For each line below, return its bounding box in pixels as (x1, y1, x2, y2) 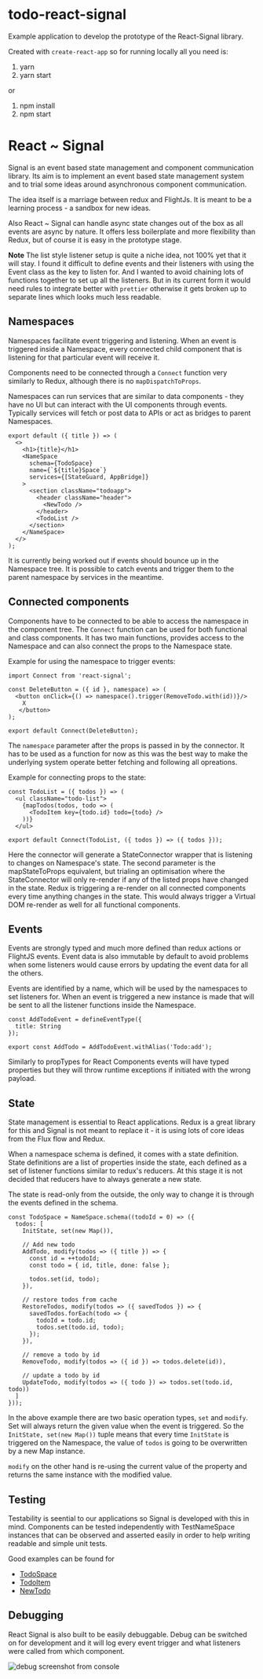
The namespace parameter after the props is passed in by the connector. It (8, 740, 245, 750)
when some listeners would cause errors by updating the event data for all (8, 960, 249, 969)
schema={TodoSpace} (28, 459, 93, 467)
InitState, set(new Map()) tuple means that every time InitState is (8, 1430, 229, 1439)
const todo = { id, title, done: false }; (28, 1261, 170, 1270)
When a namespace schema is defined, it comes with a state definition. (8, 1149, 239, 1159)
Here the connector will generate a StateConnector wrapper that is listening (8, 850, 253, 859)
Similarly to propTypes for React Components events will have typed (8, 1057, 229, 1067)
